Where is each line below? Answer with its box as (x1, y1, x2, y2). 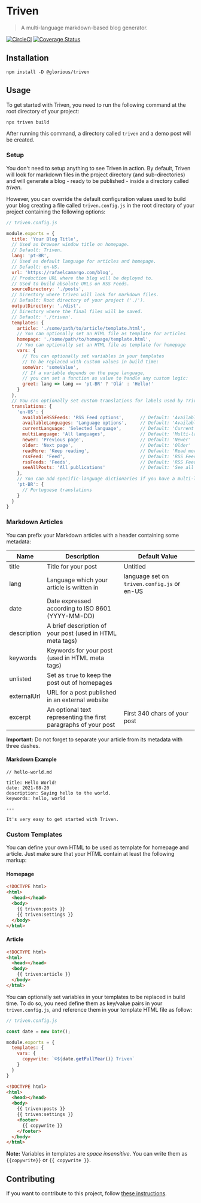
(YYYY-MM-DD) (47, 612, 95, 620)
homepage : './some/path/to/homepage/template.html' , (17, 336, 151, 342)
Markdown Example (6, 756, 57, 763)
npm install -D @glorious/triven (6, 69, 90, 75)
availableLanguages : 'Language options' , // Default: (22, 420, 170, 426)
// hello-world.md (6, 769, 52, 775)
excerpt (9, 712, 31, 721)
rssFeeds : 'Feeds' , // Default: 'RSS (22, 459, 184, 465)
